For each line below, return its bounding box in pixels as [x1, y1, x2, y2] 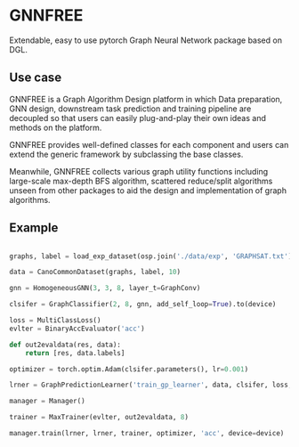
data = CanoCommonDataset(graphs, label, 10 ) [9, 268, 181, 277]
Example [9, 220, 59, 236]
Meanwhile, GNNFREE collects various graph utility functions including [9, 166, 269, 176]
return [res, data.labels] [25, 348, 125, 357]
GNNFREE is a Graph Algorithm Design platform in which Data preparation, [9, 93, 283, 104]
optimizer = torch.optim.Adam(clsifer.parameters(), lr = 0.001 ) [9, 364, 249, 374]
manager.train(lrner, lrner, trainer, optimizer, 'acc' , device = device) [9, 429, 285, 438]
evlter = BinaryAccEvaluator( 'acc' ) [9, 324, 145, 333]
